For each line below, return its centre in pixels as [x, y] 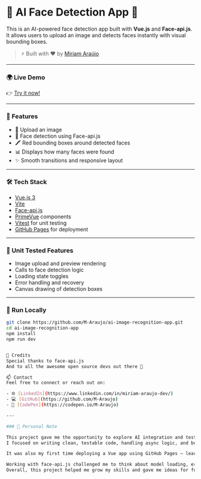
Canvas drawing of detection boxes [59, 289]
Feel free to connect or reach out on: [56, 383]
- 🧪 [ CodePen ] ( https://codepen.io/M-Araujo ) [63, 405]
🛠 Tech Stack [27, 182]
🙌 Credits [19, 355]
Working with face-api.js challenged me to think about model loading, [97, 465]
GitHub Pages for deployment [51, 229]
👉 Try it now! [23, 93]
